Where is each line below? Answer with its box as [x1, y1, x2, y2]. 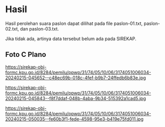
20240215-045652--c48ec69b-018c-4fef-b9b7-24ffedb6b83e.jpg [5, 75, 146, 81]
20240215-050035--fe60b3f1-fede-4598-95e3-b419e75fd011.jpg [5, 116, 144, 122]
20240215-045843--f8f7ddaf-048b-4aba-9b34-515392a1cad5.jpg [5, 95, 146, 101]
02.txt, [5, 25, 19, 31]
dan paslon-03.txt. [20, 25, 59, 31]
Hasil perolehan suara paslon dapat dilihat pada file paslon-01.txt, [5, 20, 143, 26]
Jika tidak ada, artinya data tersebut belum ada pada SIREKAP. [5, 36, 136, 42]
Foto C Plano [5, 50, 46, 59]
